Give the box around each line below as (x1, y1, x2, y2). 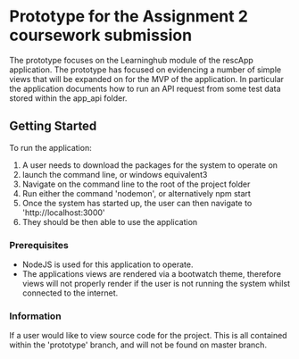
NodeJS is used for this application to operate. (21, 259, 194, 270)
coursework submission (9, 25, 193, 46)
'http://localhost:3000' (21, 207, 105, 218)
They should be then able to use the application (21, 216, 198, 227)
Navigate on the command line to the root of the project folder (21, 179, 251, 189)
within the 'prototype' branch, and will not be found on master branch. (9, 339, 268, 350)
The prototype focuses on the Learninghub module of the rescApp (9, 54, 254, 65)
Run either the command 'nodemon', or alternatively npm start (21, 188, 252, 198)
